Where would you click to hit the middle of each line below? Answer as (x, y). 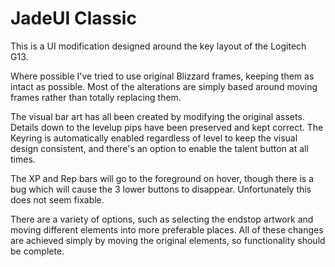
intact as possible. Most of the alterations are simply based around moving (164, 86)
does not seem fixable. (57, 199)
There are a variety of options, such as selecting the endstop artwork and (162, 219)
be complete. (37, 251)
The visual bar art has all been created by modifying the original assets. (157, 116)
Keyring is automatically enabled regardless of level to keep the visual (154, 138)
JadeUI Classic (73, 18)
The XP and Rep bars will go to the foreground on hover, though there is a (162, 178)
